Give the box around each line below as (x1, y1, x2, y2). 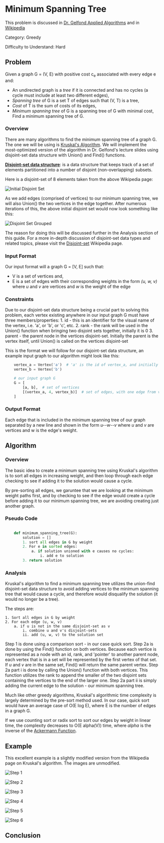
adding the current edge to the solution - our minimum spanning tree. (5, 683, 145, 689)
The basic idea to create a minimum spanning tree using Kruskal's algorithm (5, 467, 158, 473)
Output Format (5, 406, 41, 412)
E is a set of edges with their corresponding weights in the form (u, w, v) (12, 279, 158, 284)
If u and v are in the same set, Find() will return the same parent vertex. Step (5, 662, 159, 668)
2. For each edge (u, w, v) (5, 619, 62, 625)
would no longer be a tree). (5, 596, 60, 602)
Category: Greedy (5, 34, 41, 40)
